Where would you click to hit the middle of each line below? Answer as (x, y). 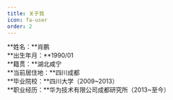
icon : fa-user (28, 20)
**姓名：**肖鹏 (29, 47)
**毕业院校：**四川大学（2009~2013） (63, 81)
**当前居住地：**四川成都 (44, 72)
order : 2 (20, 26)
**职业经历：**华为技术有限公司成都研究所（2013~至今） (89, 90)
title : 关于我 (26, 13)
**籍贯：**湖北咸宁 (34, 64)
